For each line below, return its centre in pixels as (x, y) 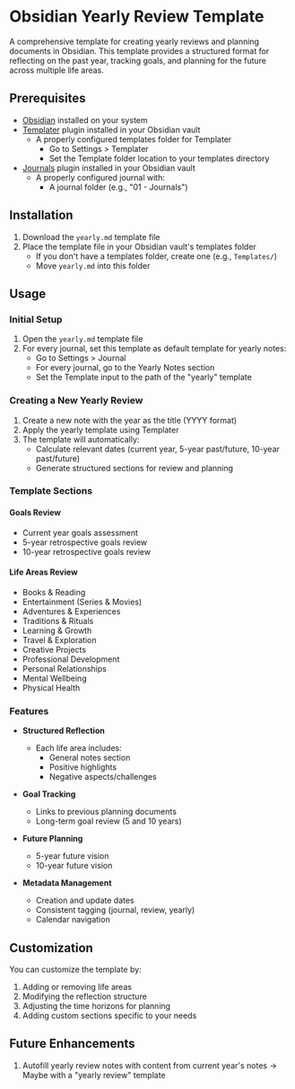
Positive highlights (83, 767)
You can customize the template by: (75, 969)
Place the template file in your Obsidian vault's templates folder (139, 246)
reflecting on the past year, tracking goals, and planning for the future (138, 60)
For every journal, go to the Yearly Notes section (125, 368)
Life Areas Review (43, 572)
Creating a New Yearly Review (76, 400)
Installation (41, 215)
